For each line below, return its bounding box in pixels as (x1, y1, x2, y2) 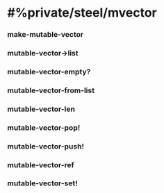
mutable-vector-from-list (7, 85, 95, 95)
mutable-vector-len (7, 104, 75, 114)
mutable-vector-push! (7, 141, 85, 151)
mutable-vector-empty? (7, 67, 91, 76)
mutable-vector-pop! (7, 123, 81, 133)
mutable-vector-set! (7, 178, 78, 188)
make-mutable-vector (7, 30, 84, 40)
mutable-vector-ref (7, 160, 74, 169)
